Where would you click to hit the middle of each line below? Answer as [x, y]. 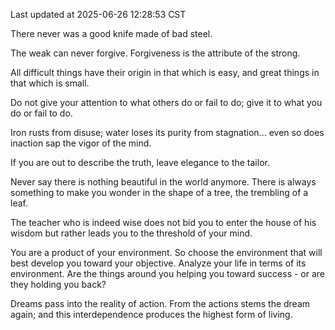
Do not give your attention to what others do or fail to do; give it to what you [166, 102]
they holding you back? [58, 284]
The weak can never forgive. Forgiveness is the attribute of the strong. [155, 53]
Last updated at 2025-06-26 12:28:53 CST [98, 14]
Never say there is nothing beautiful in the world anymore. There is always [163, 182]
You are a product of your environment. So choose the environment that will [166, 252]
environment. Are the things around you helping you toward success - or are [168, 273]
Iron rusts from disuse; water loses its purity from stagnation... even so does [167, 132]
